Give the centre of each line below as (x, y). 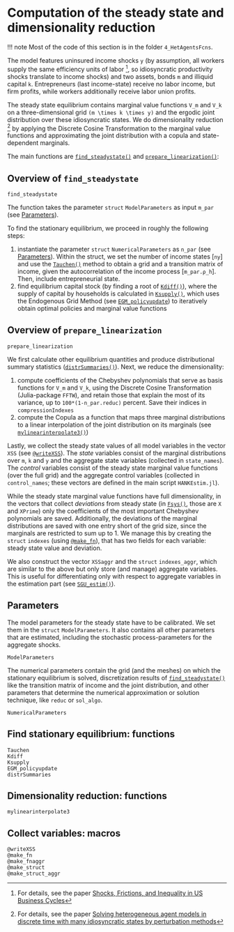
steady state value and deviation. (55, 548)
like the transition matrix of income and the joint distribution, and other (108, 685)
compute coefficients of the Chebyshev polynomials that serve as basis (120, 380)
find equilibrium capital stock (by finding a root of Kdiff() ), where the (117, 287)
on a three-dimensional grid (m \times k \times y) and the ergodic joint (111, 112)
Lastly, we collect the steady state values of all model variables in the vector (117, 445)
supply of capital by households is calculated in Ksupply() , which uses (118, 293)
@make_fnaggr (26, 862)
